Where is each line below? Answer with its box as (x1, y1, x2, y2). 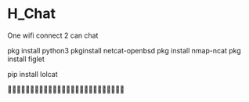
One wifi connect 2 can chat (7, 31, 99, 40)
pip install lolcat (7, 69, 58, 78)
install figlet (7, 54, 45, 64)
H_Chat (7, 5, 56, 23)
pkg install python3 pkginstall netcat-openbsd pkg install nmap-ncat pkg (7, 46, 241, 55)
